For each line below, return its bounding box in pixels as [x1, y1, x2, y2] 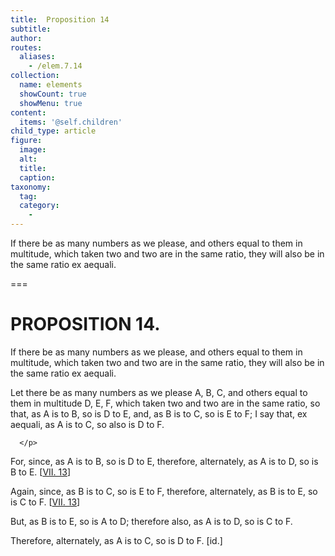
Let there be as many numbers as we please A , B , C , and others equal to [10, 386, 308, 398]
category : [19, 201, 60, 211]
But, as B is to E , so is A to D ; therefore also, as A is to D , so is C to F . [10, 515, 293, 527]
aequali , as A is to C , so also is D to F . [10, 418, 165, 430]
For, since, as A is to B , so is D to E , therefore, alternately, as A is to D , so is [10, 455, 319, 467]
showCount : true [19, 89, 87, 99]
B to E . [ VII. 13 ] [10, 466, 71, 478]
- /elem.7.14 [28, 61, 83, 71]
